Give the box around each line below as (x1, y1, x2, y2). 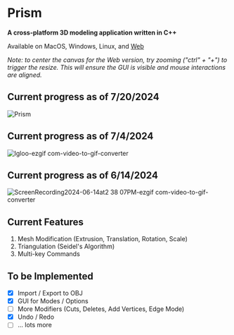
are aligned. (7, 71, 42, 79)
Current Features (7, 216, 84, 228)
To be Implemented (7, 270, 93, 282)
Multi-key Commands (17, 250, 81, 258)
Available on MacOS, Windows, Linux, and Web (7, 42, 144, 50)
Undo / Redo (17, 312, 55, 322)
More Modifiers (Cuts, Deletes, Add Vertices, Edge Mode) (17, 305, 185, 313)
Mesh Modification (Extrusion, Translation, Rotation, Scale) (17, 235, 188, 243)
